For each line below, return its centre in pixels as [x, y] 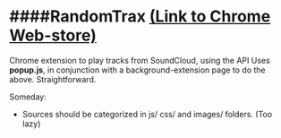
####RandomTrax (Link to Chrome [140, 17]
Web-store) [53, 35]
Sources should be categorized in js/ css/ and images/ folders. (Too [147, 114]
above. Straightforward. [53, 79]
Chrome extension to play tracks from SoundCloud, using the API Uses [140, 60]
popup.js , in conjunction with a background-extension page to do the [137, 70]
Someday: [28, 97]
